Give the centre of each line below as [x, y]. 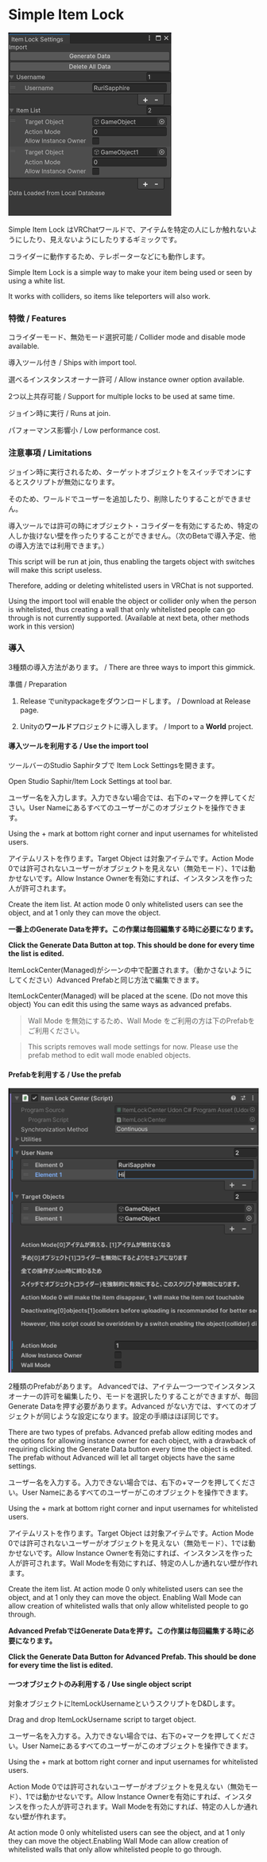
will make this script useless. [55, 570]
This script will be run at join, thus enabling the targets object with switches [132, 561]
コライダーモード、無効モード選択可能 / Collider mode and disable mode [127, 337]
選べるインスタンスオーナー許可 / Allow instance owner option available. [126, 379]
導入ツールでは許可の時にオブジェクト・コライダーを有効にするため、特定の [133, 525]
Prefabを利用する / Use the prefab [65, 1074]
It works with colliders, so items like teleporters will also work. [109, 296]
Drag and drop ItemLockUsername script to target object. [102, 1719]
